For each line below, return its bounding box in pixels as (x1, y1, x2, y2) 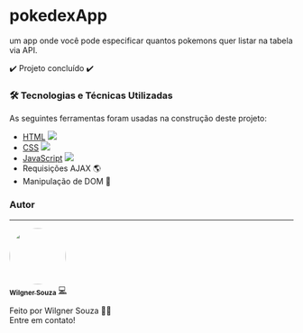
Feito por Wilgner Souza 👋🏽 (9, 305, 112, 316)
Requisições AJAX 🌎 (22, 163, 102, 174)
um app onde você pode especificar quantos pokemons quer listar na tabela (9, 35, 293, 46)
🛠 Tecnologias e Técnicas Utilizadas (9, 89, 173, 102)
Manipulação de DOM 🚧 (22, 176, 111, 187)
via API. (9, 44, 38, 55)
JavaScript (22, 153, 63, 164)
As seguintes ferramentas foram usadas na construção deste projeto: (9, 113, 268, 124)
